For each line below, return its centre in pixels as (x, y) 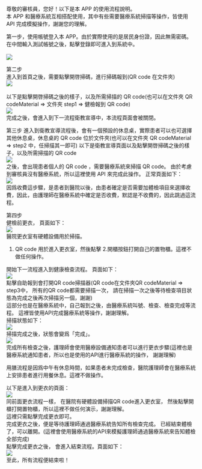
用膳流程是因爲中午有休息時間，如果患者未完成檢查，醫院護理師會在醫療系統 (101, 368)
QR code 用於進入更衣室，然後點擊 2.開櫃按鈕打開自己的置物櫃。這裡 (101, 249)
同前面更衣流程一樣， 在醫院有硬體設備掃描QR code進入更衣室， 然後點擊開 (100, 401)
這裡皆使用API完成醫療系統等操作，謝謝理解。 (75, 313)
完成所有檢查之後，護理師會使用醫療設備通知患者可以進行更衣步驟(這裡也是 (99, 347)
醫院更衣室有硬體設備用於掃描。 (46, 236)
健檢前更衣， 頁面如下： (36, 223)
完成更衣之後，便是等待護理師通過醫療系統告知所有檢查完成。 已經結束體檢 (99, 424)
